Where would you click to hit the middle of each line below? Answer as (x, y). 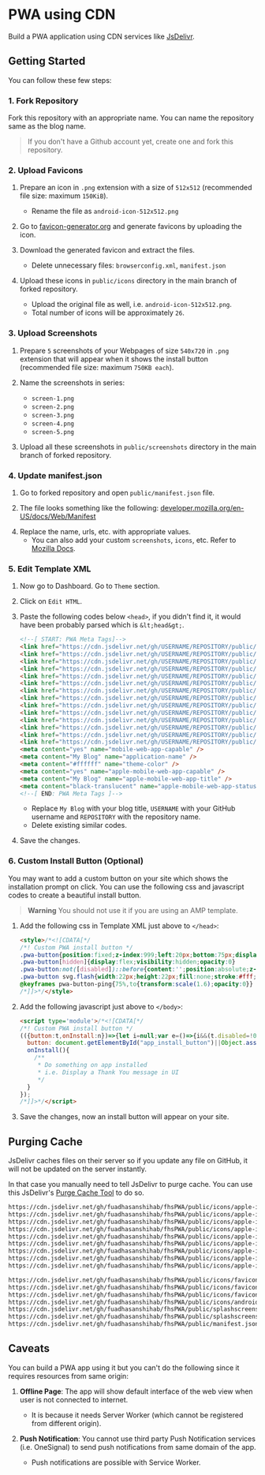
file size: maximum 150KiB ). (64, 196)
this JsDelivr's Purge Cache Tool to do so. (76, 1192)
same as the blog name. (47, 126)
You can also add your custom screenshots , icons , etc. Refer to (134, 540)
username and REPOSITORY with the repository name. (116, 817)
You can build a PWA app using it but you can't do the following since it (124, 1368)
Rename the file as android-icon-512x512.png (105, 212)
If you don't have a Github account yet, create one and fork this (131, 142)
